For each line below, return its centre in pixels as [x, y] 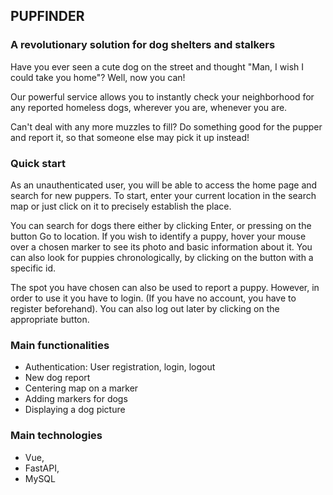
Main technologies [56, 436]
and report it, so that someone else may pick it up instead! [130, 137]
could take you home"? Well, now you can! [98, 77]
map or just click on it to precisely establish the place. [121, 206]
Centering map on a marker [81, 388]
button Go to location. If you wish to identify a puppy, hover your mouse [158, 236]
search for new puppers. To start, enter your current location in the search [163, 195]
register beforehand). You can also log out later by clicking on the [145, 308]
